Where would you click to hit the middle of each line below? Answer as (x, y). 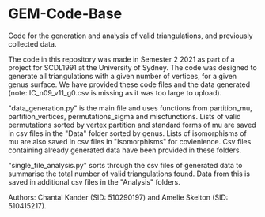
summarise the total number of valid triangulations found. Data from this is (129, 174)
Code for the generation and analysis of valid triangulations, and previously (131, 36)
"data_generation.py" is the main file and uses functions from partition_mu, (131, 108)
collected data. (32, 43)
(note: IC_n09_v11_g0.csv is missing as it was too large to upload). (115, 92)
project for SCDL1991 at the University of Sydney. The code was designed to (132, 67)
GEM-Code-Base (65, 14)
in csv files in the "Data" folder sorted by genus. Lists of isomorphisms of (128, 133)
